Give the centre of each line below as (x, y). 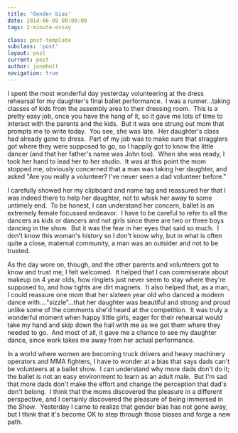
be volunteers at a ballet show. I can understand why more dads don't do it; (118, 369)
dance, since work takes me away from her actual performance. (101, 340)
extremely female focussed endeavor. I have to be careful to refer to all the (118, 213)
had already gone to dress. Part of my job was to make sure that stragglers (118, 139)
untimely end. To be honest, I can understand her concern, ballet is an (111, 205)
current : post (28, 60)
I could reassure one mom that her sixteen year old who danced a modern (116, 294)
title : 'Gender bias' (39, 14)
